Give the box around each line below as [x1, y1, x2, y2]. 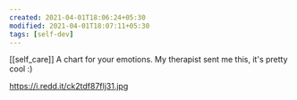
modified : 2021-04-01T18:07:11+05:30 [9, 21, 150, 30]
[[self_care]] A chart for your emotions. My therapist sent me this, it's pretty [9, 54, 288, 65]
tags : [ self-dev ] [9, 29, 74, 38]
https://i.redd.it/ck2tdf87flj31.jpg [9, 81, 129, 92]
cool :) [9, 63, 33, 74]
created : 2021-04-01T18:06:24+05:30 [9, 12, 146, 22]
